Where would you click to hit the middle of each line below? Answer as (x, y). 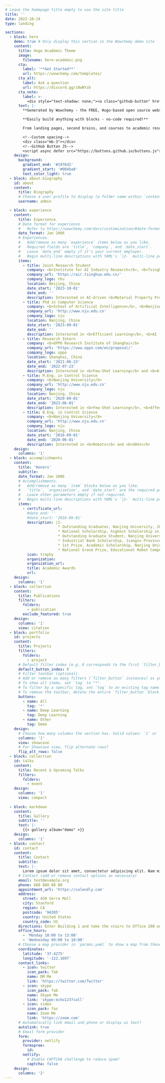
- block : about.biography (36, 178)
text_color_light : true (47, 174)
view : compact (33, 798)
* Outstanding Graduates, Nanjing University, (106, 527)
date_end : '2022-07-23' (51, 366)
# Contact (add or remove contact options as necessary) (78, 876)
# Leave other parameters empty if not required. (72, 495)
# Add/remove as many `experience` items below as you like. (84, 242)
